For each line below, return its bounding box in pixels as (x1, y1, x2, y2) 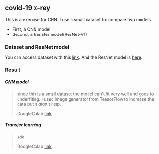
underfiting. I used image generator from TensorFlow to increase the (17, 96, 155, 102)
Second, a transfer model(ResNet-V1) (12, 31, 87, 37)
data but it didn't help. (17, 102, 61, 107)
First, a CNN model (12, 26, 51, 32)
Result (5, 67, 21, 73)
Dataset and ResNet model (5, 43, 70, 50)
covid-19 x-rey (5, 4, 51, 12)
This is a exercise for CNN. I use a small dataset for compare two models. (5, 17, 152, 22)
